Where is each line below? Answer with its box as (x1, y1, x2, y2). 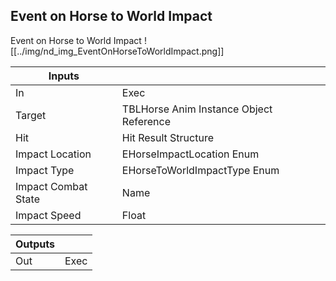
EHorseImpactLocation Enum (121, 147, 260, 161)
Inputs (48, 69, 80, 83)
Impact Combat (15, 179, 88, 193)
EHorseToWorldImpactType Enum (121, 163, 280, 177)
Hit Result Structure (121, 130, 214, 144)
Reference (121, 114, 172, 128)
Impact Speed (15, 208, 82, 222)
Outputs (15, 237, 55, 251)
